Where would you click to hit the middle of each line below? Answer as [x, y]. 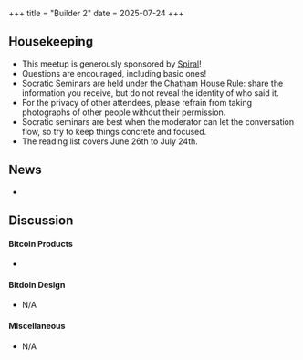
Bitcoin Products [41, 243]
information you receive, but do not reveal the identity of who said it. [150, 93]
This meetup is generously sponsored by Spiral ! [111, 64]
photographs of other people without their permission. [124, 112]
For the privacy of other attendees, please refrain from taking [137, 102]
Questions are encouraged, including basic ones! [114, 73]
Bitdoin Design [37, 284]
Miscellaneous [37, 326]
